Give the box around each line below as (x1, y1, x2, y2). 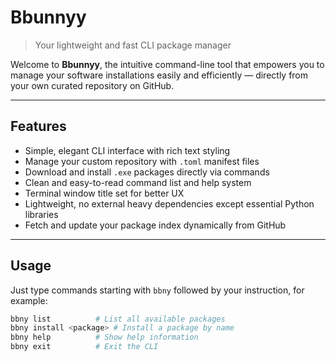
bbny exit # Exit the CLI (10, 342, 159, 352)
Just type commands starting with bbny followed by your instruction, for (10, 284, 305, 296)
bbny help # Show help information (10, 332, 199, 343)
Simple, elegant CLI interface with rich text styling (24, 144, 231, 156)
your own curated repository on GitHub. (10, 79, 175, 91)
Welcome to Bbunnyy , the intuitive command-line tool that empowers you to (10, 58, 325, 70)
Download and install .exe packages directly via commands (24, 166, 270, 178)
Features (10, 118, 67, 135)
